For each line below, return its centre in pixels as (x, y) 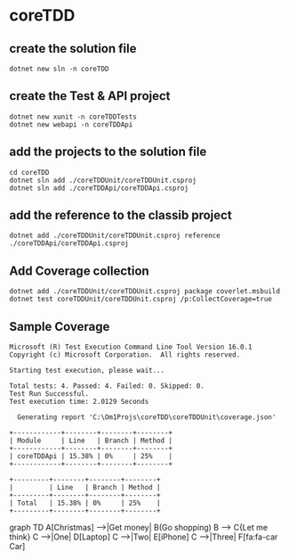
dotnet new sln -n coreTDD (59, 69)
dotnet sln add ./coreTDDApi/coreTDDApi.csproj (99, 188)
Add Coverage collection (79, 271)
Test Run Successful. (49, 394)
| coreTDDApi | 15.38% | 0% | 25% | (91, 457)
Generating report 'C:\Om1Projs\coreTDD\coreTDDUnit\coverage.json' (147, 417)
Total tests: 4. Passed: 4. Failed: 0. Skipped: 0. (107, 386)
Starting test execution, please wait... (87, 371)
